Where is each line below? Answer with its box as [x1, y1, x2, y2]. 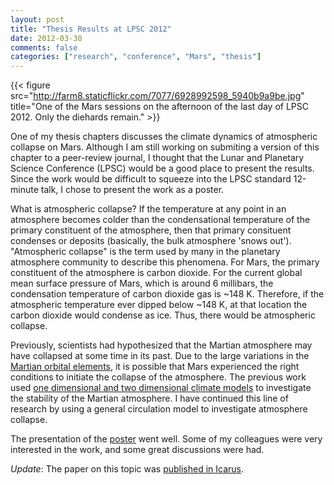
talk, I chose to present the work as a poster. [40, 184, 225, 196]
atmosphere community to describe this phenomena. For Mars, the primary [10, 256, 320, 268]
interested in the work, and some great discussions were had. [10, 444, 265, 456]
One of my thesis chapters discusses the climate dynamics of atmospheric [10, 131, 318, 143]
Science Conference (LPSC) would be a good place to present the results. [10, 162, 315, 175]
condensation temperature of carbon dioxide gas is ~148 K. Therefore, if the [10, 288, 325, 300]
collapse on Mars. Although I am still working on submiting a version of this [10, 141, 320, 153]
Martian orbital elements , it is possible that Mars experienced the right [10, 361, 300, 373]
